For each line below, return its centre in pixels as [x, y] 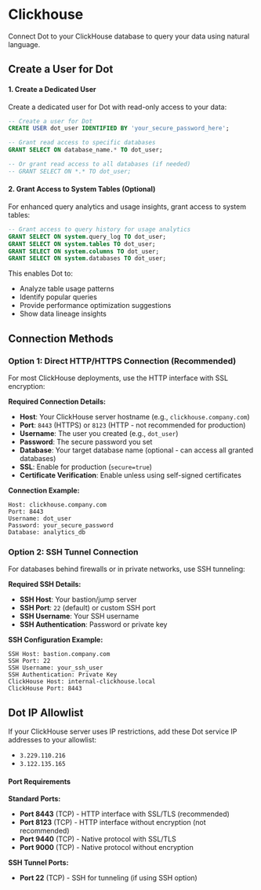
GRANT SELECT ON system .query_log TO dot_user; [87, 236]
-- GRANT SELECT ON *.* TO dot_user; [70, 171]
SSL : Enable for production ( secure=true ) [86, 467]
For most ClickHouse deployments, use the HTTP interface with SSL [118, 378]
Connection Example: [44, 491]
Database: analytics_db [47, 533]
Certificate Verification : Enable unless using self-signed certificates [130, 475]
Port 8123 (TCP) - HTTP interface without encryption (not [112, 822]
